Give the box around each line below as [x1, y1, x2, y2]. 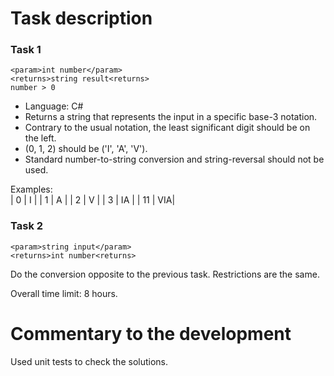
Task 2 [10, 219, 44, 233]
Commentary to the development [10, 322, 292, 345]
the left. [24, 132, 57, 144]
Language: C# [24, 100, 84, 112]
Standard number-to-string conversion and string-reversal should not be [24, 153, 325, 166]
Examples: [10, 183, 53, 196]
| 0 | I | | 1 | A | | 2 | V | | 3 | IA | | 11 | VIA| [10, 194, 176, 206]
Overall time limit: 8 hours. [10, 287, 118, 299]
